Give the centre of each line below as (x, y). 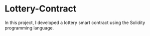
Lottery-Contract (41, 9)
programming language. (29, 27)
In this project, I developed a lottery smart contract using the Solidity (75, 22)
